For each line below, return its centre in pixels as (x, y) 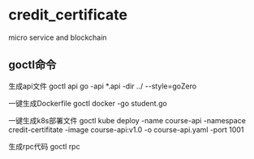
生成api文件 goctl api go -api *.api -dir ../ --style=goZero (103, 86)
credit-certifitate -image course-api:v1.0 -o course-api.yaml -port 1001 (126, 129)
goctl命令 (32, 65)
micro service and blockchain (58, 37)
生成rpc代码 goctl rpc (44, 146)
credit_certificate (68, 15)
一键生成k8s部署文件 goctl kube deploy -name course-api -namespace (127, 120)
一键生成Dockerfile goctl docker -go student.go (88, 103)
